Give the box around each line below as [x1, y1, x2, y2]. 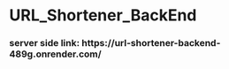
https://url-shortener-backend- [81, 37, 221, 50]
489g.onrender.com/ [9, 48, 102, 60]
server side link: [9, 37, 80, 50]
